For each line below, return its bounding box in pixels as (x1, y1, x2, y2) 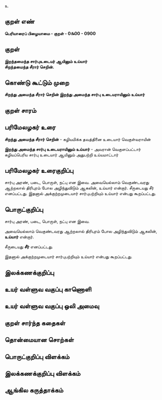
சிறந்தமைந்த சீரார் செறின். (4, 64, 55, 70)
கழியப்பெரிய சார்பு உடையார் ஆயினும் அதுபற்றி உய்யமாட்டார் (4, 151, 119, 157)
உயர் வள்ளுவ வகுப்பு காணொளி (4, 285, 92, 294)
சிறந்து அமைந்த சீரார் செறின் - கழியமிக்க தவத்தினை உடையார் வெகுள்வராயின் (4, 136, 151, 142)
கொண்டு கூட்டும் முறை (4, 79, 69, 87)
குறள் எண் (4, 17, 35, 26)
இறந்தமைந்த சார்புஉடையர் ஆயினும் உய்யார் (4, 58, 88, 64)
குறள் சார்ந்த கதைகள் (4, 319, 65, 327)
